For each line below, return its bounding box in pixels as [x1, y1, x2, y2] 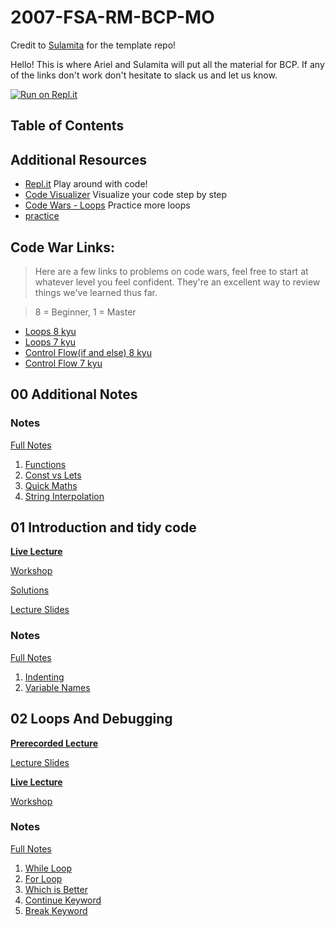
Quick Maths [24, 479, 78, 491]
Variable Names [24, 681, 91, 693]
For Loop [24, 872, 63, 885]
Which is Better [24, 883, 88, 895]
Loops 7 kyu [24, 336, 77, 348]
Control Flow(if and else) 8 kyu [24, 346, 152, 358]
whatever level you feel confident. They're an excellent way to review [34, 276, 321, 288]
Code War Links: [10, 239, 116, 256]
